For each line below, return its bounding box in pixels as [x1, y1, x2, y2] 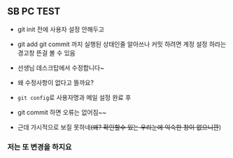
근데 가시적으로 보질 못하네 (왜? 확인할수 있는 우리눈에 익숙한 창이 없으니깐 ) [17, 122, 222, 131]
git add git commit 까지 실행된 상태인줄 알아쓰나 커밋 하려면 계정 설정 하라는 [17, 40, 227, 48]
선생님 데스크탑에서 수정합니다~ [17, 63, 105, 72]
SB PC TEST [7, 6, 61, 17]
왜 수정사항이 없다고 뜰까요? [17, 78, 94, 87]
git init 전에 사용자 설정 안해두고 [17, 24, 105, 34]
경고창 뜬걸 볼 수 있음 [17, 48, 76, 57]
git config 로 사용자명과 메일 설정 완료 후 [17, 93, 132, 101]
